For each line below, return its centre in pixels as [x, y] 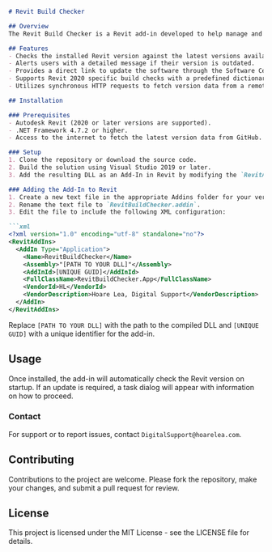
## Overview [28, 26]
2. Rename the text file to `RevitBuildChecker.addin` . [104, 205]
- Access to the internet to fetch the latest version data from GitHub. [136, 138]
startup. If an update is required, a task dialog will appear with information [132, 387]
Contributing [41, 460]
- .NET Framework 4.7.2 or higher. [68, 130]
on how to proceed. [41, 396]
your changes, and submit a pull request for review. [94, 488]
